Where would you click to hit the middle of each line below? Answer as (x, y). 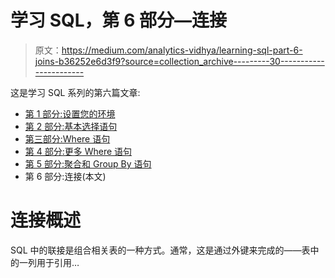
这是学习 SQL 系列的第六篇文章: (75, 92)
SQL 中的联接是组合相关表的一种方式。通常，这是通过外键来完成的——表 (160, 250)
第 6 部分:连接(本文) (65, 176)
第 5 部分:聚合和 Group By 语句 (88, 163)
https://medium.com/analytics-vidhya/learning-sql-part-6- (182, 50)
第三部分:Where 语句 (67, 138)
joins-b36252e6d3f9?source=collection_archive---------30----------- (179, 61)
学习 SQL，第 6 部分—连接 (118, 20)
